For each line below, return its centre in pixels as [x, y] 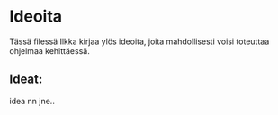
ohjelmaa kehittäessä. [49, 50]
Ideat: [26, 80]
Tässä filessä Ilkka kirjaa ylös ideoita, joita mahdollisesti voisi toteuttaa [139, 41]
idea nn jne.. [32, 101]
